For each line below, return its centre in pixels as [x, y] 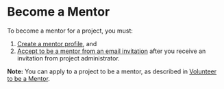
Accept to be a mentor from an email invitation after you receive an [111, 51]
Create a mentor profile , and [57, 43]
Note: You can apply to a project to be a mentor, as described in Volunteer [112, 71]
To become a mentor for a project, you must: [70, 31]
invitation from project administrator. [68, 58]
